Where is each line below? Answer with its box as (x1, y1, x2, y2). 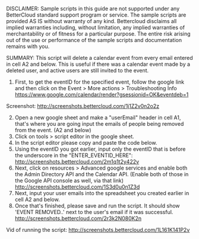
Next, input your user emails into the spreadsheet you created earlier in (14, 190, 189, 196)
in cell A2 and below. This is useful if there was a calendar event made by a (6, 60, 191, 68)
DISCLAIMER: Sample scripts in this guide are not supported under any (6, 5, 180, 12)
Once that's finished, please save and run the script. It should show (14, 202, 180, 209)
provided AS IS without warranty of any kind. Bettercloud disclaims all (6, 18, 177, 24)
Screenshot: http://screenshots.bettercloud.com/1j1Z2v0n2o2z (6, 103, 159, 109)
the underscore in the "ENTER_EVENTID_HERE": (14, 152, 133, 159)
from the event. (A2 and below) (14, 127, 91, 133)
